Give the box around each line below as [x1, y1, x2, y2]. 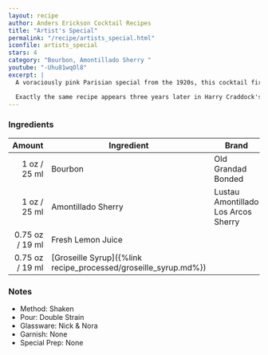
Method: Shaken [19, 304, 74, 314]
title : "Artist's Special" [8, 26, 98, 34]
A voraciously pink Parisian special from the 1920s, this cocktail [15, 78, 248, 86]
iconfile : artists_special [8, 41, 98, 49]
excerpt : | [8, 71, 45, 79]
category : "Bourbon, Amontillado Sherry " [8, 57, 152, 65]
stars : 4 [8, 49, 37, 57]
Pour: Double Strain [19, 312, 85, 321]
